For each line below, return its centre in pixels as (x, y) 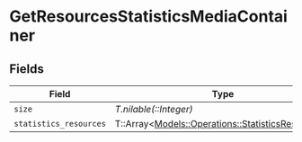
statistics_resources (60, 124)
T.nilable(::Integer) (154, 109)
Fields (27, 69)
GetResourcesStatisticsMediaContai (148, 17)
